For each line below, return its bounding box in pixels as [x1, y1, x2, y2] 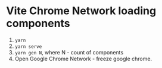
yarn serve [14, 43, 42, 50]
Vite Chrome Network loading [6, 4, 157, 18]
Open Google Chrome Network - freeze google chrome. [14, 55, 152, 62]
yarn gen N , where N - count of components [14, 48, 124, 56]
